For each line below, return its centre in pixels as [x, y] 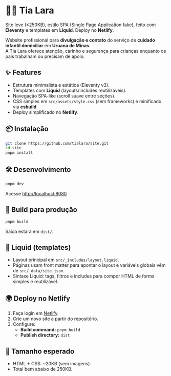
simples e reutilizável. [36, 282]
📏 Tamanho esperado [40, 351]
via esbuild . [25, 107]
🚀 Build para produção [41, 210]
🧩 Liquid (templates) [38, 248]
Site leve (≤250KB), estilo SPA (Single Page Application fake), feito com [81, 25]
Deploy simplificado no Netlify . [46, 112]
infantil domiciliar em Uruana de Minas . [48, 45]
